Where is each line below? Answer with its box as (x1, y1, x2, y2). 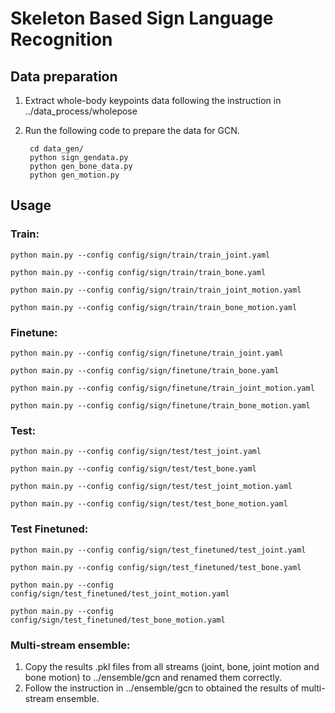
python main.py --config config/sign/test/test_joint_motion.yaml (10, 482, 293, 492)
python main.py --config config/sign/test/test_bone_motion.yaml (10, 499, 288, 509)
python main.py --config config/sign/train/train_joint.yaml (10, 250, 271, 260)
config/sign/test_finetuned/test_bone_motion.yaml (10, 615, 226, 625)
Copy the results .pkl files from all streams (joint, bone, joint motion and (24, 660, 320, 672)
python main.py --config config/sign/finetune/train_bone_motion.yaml (10, 400, 311, 411)
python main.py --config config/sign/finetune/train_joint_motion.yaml (10, 383, 315, 393)
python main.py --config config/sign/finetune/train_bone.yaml (10, 365, 280, 376)
